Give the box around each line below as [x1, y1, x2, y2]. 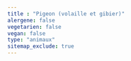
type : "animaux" [7, 36, 55, 43]
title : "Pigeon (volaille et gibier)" [7, 10, 125, 18]
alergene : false [7, 17, 55, 24]
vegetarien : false [7, 23, 62, 30]
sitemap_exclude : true [7, 43, 74, 50]
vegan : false [7, 29, 46, 37]
